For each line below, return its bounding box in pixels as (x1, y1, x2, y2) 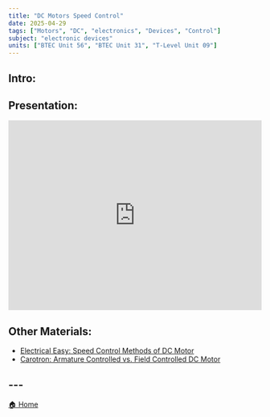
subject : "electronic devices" (8, 34, 113, 43)
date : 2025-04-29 (8, 19, 67, 27)
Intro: (8, 72, 36, 85)
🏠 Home (8, 399, 39, 409)
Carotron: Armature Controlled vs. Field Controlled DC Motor (19, 354, 221, 364)
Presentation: (8, 98, 78, 112)
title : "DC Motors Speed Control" (8, 11, 125, 20)
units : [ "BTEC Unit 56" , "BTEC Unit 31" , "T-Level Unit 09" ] (8, 42, 218, 50)
